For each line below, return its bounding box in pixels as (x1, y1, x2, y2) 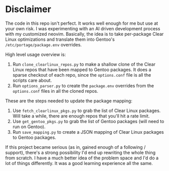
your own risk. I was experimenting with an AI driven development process (5, 25, 160, 31)
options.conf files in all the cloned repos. (12, 88, 98, 94)
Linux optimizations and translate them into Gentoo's (5, 36, 115, 42)
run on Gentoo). (12, 124, 46, 130)
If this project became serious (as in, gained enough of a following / (5, 144, 146, 150)
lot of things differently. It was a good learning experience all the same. (5, 160, 153, 166)
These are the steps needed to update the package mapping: (5, 97, 133, 104)
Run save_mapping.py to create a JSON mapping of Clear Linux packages (12, 129, 164, 135)
